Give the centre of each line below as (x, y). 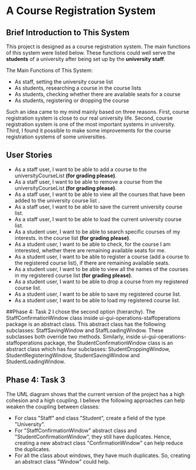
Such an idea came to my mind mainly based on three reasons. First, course (98, 112)
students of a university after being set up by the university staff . (86, 59)
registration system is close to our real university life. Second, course (90, 118)
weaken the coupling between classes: (53, 407)
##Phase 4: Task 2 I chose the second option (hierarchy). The (81, 312)
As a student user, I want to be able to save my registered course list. (98, 294)
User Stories (29, 155)
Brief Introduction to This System (68, 33)
